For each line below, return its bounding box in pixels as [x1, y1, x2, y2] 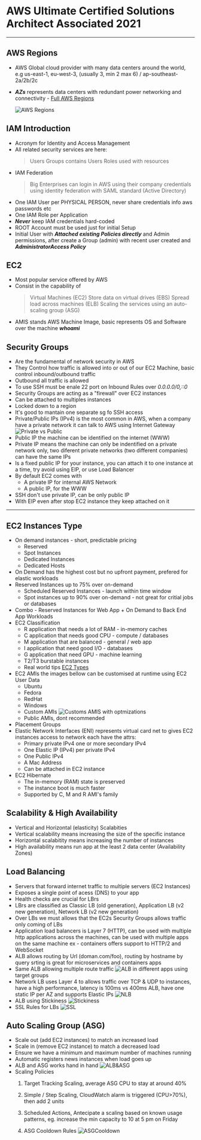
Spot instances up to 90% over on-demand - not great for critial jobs [23, 594, 193, 601]
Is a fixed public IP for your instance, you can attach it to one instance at [14, 459, 193, 467]
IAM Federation [14, 169, 53, 176]
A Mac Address [23, 759, 62, 766]
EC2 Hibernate [14, 772, 51, 779]
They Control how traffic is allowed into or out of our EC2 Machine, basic [14, 364, 194, 371]
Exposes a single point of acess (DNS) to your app [14, 889, 139, 896]
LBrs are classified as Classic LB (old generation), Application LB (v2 [14, 901, 184, 909]
